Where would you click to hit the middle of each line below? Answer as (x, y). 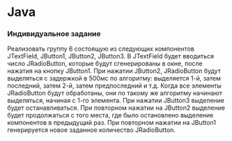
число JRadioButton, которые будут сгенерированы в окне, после (105, 64)
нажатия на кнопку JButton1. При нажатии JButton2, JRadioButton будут (114, 71)
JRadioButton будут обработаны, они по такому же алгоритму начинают (115, 93)
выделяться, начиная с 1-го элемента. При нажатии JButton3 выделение (116, 101)
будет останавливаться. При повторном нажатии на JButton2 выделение (116, 108)
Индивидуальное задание (54, 34)
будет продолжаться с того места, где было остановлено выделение (110, 115)
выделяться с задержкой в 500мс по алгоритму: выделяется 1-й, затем (114, 78)
